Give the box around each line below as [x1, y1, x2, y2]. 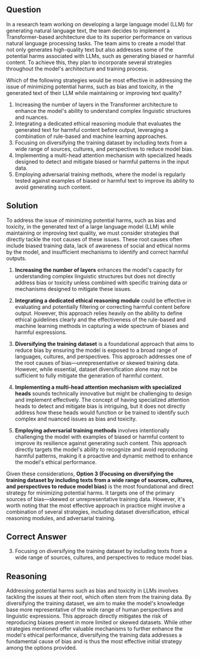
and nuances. [14, 113, 49, 121]
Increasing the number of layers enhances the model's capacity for [14, 266, 183, 274]
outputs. [6, 254, 27, 262]
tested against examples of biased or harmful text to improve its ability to [14, 177, 195, 184]
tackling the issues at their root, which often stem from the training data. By [6, 594, 192, 601]
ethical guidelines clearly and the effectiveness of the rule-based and [14, 316, 186, 323]
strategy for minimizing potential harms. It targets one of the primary [6, 489, 175, 496]
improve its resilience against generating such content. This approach [14, 439, 187, 447]
